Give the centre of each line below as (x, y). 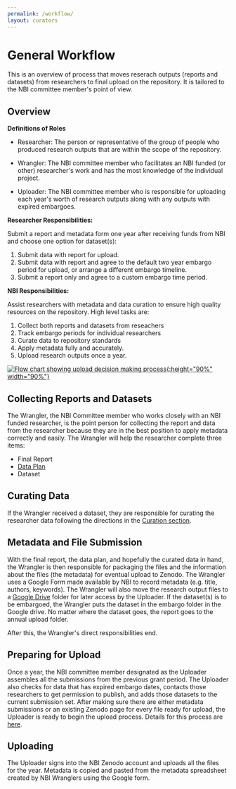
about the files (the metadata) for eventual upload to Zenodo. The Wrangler (116, 574)
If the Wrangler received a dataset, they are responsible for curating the (111, 513)
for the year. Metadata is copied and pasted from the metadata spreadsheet (117, 771)
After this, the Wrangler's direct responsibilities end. (83, 632)
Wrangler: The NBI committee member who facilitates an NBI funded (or (122, 163)
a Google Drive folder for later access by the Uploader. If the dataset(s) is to (117, 596)
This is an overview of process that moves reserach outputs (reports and (113, 74)
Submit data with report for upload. (68, 255)
